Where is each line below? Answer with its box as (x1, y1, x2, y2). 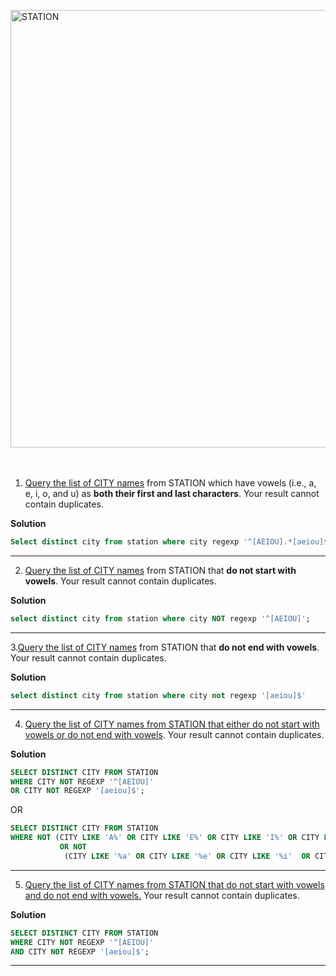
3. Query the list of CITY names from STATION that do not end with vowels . (10, 641, 320, 653)
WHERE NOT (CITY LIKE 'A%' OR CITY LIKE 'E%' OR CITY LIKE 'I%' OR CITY (10, 833, 320, 843)
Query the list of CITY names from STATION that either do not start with (24, 718, 320, 730)
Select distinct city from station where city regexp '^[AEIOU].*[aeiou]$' (10, 537, 333, 547)
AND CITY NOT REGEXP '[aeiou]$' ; (10, 946, 150, 957)
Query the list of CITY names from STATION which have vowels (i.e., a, (24, 477, 317, 489)
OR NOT (59, 842, 87, 852)
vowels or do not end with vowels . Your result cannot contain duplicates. (24, 728, 325, 740)
